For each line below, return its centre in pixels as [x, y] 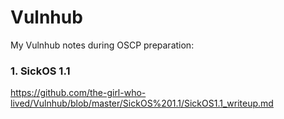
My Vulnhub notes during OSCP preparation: [102, 45]
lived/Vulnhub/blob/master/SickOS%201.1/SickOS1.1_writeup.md [142, 103]
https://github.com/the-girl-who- [78, 93]
